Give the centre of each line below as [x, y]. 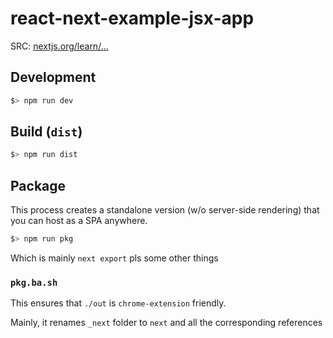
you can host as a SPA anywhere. [79, 221]
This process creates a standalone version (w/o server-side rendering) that [165, 210]
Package [38, 185]
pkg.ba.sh [34, 282]
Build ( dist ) [46, 132]
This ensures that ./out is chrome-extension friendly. [118, 303]
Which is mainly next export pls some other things [114, 258]
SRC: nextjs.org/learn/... [59, 46]
